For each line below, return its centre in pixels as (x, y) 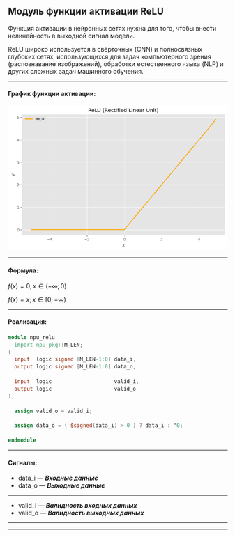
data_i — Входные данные (58, 478)
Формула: (23, 270)
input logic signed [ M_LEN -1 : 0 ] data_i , (75, 359)
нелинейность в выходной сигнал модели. (71, 36)
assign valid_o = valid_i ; (53, 411)
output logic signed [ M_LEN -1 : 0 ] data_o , (75, 367)
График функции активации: (52, 94)
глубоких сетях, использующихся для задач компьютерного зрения (109, 56)
